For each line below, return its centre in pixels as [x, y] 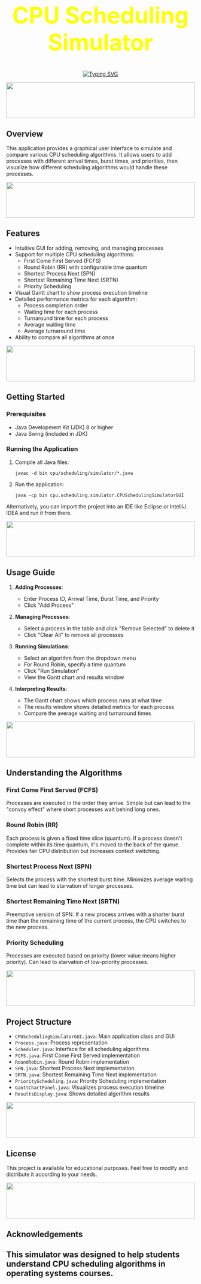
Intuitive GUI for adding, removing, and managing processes [89, 248]
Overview [25, 134]
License [21, 1153]
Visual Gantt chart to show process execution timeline [81, 292]
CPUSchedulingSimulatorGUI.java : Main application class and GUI [95, 1036]
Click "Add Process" [49, 605]
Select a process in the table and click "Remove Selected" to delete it [109, 628]
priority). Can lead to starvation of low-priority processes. [77, 962]
